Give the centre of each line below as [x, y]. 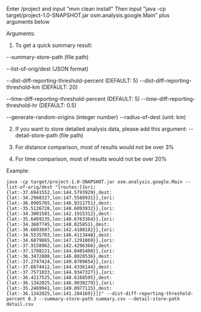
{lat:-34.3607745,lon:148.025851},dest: [58, 224]
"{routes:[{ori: [75, 187]
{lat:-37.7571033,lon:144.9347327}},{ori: [61, 272]
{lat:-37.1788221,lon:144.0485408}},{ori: [61, 251]
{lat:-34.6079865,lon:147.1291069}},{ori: [61, 240]
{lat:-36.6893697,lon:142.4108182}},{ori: [61, 230]
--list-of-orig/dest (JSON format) [48, 69]
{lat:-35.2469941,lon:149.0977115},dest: [59, 288]
